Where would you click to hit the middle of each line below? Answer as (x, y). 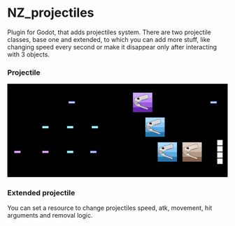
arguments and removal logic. (50, 215)
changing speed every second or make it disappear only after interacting (112, 47)
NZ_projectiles (51, 13)
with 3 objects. (29, 54)
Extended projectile (41, 193)
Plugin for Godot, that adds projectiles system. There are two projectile (109, 32)
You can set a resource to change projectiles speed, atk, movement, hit (110, 208)
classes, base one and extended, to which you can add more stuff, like (109, 39)
